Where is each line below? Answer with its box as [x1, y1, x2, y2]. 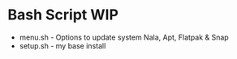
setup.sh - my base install [19, 40, 106, 50]
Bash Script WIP [7, 6, 119, 24]
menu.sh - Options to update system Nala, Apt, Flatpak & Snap [19, 32, 229, 42]
